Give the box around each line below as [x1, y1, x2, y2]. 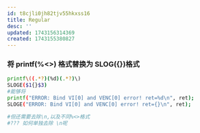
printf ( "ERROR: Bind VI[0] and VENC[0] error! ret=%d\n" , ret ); [7, 95, 195, 101]
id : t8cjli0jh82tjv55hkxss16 [7, 10, 90, 17]
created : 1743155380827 [7, 36, 75, 43]
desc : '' [7, 23, 32, 29]
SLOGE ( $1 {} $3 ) [7, 82, 48, 89]
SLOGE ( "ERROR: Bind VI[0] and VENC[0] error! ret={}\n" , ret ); [7, 101, 192, 108]
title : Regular [7, 16, 51, 23]
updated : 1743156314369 [7, 29, 75, 36]
